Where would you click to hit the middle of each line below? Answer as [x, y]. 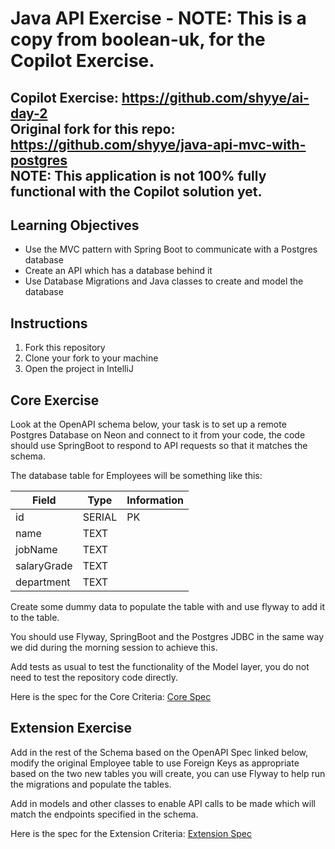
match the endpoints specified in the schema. [104, 814]
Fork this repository [65, 348]
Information [155, 500]
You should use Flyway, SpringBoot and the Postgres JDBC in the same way [167, 637]
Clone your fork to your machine [91, 358]
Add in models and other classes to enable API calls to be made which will [163, 803]
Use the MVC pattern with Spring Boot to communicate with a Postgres [171, 249]
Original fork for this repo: [93, 128]
